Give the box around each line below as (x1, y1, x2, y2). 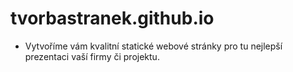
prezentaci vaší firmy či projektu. (24, 50, 160, 62)
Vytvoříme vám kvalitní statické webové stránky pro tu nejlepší (24, 40, 283, 52)
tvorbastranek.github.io (10, 7, 215, 30)
